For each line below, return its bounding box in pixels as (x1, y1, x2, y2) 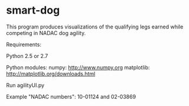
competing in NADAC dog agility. (6, 29, 86, 36)
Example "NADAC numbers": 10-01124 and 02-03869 (6, 93, 136, 100)
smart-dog (6, 4, 60, 17)
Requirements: (6, 41, 41, 48)
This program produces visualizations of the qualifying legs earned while (6, 23, 184, 30)
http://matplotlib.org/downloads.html (6, 70, 96, 77)
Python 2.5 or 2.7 (6, 52, 48, 59)
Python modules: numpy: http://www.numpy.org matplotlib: (6, 63, 150, 71)
